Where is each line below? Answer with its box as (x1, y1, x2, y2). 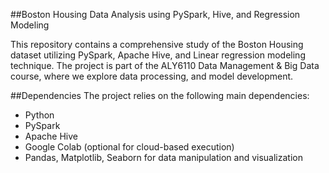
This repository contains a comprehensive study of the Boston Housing (10, 39, 304, 50)
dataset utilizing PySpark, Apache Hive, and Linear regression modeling (10, 49, 306, 61)
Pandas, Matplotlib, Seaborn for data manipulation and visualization (24, 152, 303, 163)
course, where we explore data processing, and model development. (10, 70, 294, 82)
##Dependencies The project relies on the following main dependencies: (10, 90, 310, 101)
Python (24, 109, 55, 121)
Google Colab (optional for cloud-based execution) (24, 141, 235, 153)
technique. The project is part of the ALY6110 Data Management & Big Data (10, 60, 320, 71)
